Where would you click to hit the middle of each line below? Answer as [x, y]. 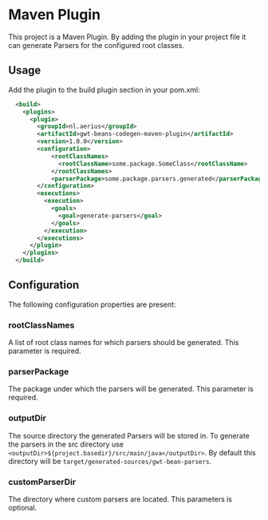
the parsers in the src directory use [66, 444]
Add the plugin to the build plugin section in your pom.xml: [104, 89]
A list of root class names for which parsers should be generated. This [124, 343]
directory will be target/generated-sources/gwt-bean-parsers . [110, 461]
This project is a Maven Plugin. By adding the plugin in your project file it [127, 37]
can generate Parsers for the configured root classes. [97, 45]
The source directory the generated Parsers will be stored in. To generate [129, 435]
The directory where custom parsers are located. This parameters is [120, 499]
